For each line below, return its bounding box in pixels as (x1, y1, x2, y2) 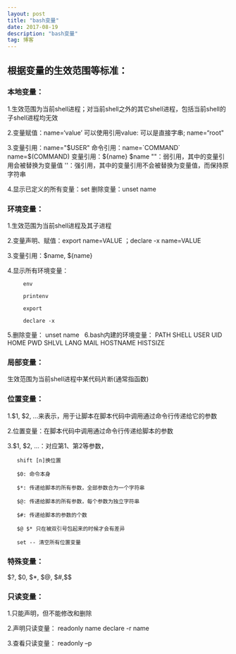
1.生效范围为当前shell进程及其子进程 (7, 221, 112, 230)
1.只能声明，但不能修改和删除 (7, 609, 92, 617)
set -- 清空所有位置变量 (16, 538, 81, 546)
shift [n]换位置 (16, 457, 61, 464)
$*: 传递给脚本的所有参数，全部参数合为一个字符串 (16, 484, 145, 491)
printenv (23, 293, 49, 300)
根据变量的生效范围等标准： (7, 64, 128, 76)
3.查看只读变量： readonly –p (7, 639, 92, 648)
